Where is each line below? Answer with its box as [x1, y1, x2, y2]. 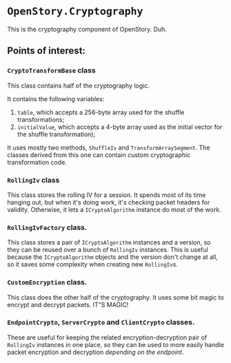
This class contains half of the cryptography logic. [7, 81, 150, 90]
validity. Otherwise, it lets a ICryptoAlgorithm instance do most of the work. [7, 205, 222, 214]
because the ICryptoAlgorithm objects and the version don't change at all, [7, 253, 219, 261]
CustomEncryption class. [7, 278, 88, 287]
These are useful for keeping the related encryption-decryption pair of [7, 333, 208, 342]
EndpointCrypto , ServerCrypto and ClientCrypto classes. [7, 318, 195, 327]
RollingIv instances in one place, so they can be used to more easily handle [7, 340, 224, 349]
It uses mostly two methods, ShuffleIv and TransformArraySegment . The [7, 143, 210, 152]
